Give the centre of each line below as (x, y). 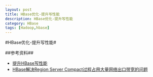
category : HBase (22, 23)
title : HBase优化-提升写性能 (33, 14)
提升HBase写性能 (30, 63)
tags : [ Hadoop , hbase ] (27, 28)
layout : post (19, 10)
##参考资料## (19, 53)
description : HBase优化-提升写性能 (39, 19)
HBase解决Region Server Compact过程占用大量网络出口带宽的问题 (80, 70)
